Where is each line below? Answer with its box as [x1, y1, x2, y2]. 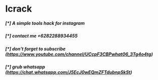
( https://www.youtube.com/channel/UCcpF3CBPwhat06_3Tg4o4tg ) [5, 51, 153, 57]
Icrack [5, 3, 32, 15]
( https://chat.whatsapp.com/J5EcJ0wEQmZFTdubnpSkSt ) [5, 69, 132, 75]
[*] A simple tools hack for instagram [5, 20, 85, 26]
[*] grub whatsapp [5, 64, 45, 70]
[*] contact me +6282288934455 [5, 33, 78, 39]
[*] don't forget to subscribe [5, 46, 66, 52]
